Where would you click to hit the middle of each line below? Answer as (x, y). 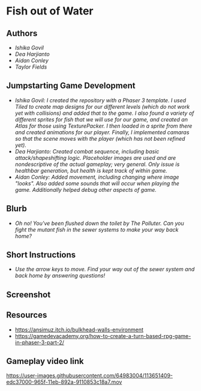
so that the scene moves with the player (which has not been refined (100, 138)
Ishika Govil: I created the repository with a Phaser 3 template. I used (100, 100)
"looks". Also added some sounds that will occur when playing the (97, 183)
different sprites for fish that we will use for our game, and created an (101, 119)
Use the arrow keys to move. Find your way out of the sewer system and (105, 269)
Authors (22, 33)
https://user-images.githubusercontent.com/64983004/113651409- (89, 376)
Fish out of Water (50, 11)
